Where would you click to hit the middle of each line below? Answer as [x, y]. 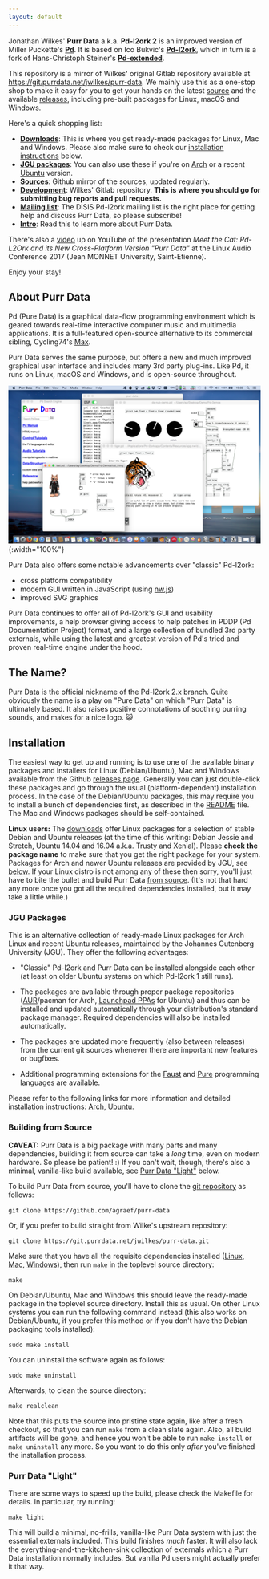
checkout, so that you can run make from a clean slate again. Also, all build [130, 1429]
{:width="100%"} [36, 550]
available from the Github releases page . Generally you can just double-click [134, 779]
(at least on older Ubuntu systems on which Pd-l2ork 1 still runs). [126, 976]
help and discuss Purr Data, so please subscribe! [101, 215]
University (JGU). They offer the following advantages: [98, 952]
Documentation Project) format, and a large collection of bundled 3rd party [132, 631]
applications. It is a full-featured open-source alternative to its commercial [131, 334]
